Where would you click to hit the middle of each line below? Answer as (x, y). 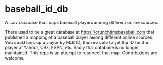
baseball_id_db (36, 9)
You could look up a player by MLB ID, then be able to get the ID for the (77, 42)
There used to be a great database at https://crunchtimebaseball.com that (80, 32)
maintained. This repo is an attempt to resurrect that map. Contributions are (81, 53)
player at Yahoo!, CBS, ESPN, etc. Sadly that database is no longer (72, 47)
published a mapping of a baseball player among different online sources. (79, 37)
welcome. (15, 58)
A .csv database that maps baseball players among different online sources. (81, 22)
